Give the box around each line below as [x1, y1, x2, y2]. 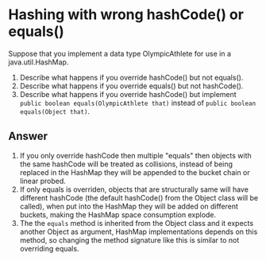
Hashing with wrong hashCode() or [8, 6, 245, 24]
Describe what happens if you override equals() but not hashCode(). [19, 81, 244, 91]
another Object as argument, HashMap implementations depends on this [19, 227, 258, 236]
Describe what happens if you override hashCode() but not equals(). [19, 72, 244, 82]
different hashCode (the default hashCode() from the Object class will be [19, 193, 259, 202]
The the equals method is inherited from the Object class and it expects [19, 218, 254, 228]
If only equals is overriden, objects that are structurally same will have [19, 185, 249, 194]
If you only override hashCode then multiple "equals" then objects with [19, 150, 252, 160]
